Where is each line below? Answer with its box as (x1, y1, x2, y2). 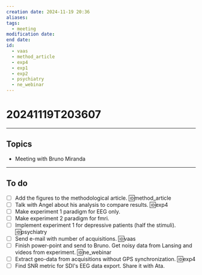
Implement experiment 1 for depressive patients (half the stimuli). (14, 221, 176, 229)
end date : (6, 37, 31, 43)
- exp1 (11, 65, 28, 71)
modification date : (6, 31, 55, 37)
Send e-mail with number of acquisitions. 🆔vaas (14, 235, 136, 242)
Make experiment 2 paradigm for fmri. (14, 215, 109, 222)
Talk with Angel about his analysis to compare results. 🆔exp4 (14, 201, 168, 208)
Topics (6, 139, 32, 150)
